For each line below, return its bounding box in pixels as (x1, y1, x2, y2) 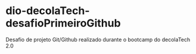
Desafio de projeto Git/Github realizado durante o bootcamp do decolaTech (5, 36, 191, 43)
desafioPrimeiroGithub (5, 16, 121, 30)
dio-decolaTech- (5, 4, 90, 18)
